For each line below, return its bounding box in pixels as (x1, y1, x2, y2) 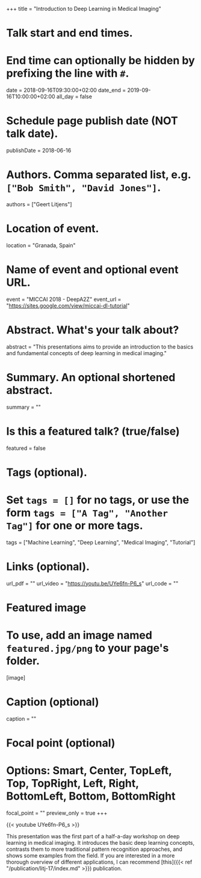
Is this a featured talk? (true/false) (6, 425, 180, 438)
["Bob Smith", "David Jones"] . (6, 181, 161, 195)
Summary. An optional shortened (6, 371, 176, 384)
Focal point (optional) (6, 736, 116, 750)
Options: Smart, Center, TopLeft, (6, 764, 172, 777)
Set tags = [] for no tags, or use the (6, 493, 190, 507)
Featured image (6, 601, 86, 614)
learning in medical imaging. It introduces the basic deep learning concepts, (6, 839, 195, 846)
